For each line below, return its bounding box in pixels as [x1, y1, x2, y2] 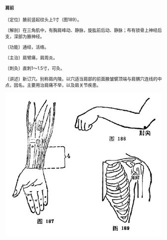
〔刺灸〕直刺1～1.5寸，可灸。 [5, 65, 65, 71]
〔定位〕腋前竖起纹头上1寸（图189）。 [5, 16, 82, 22]
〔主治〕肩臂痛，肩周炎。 [5, 55, 58, 61]
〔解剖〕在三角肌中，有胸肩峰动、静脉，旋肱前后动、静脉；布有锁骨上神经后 [5, 27, 162, 33]
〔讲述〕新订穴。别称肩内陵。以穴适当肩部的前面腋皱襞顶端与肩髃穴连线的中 [5, 76, 162, 82]
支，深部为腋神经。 [5, 33, 45, 39]
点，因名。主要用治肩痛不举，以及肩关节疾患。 [5, 82, 101, 88]
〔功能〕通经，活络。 [5, 44, 49, 50]
